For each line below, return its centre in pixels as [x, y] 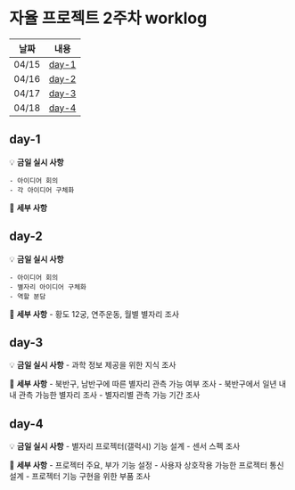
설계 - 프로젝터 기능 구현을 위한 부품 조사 [80, 477]
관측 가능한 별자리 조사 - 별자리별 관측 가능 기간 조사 [109, 395]
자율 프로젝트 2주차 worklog [108, 18]
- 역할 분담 [28, 296]
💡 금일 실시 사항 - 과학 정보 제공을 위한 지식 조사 [93, 365]
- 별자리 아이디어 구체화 [48, 287]
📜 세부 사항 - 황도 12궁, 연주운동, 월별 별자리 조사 [94, 314]
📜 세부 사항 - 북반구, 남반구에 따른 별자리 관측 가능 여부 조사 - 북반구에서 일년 [143, 384]
